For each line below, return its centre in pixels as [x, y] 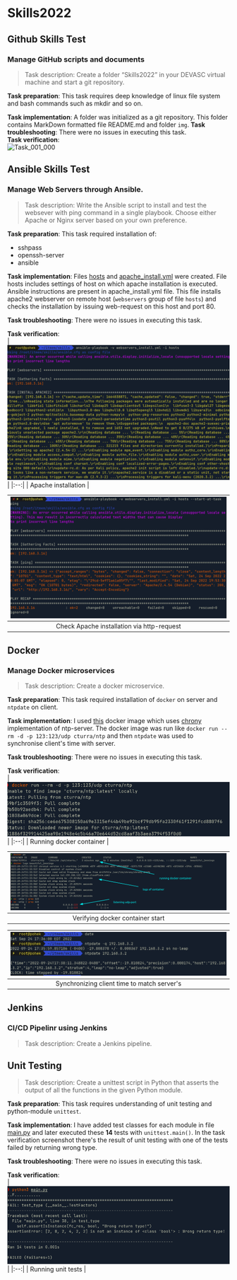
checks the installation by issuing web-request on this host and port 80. [111, 306]
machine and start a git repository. [74, 82]
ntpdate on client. [33, 707]
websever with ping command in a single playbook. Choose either [120, 212]
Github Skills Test [47, 39]
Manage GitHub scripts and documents [76, 59]
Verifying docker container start [119, 918]
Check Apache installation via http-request [119, 626]
